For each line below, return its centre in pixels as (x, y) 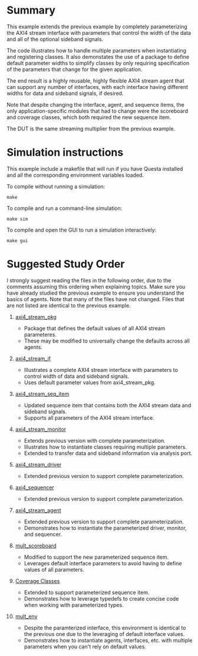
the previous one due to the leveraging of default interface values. (104, 634)
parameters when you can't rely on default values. (85, 647)
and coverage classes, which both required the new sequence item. (89, 117)
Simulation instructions (65, 152)
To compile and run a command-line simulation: (65, 208)
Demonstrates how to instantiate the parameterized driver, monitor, (105, 528)
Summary (31, 10)
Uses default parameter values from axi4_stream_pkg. (90, 382)
